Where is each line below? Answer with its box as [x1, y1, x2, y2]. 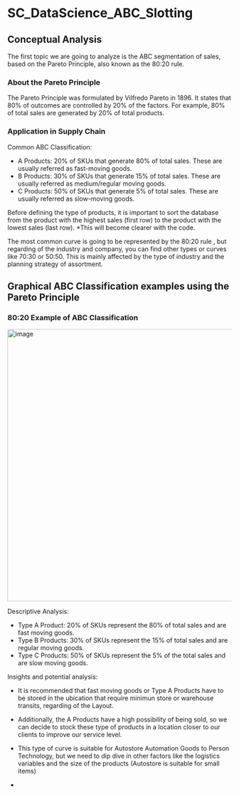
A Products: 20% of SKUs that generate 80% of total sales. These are [17, 157, 223, 165]
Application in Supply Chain [7, 127, 106, 137]
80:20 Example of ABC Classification [7, 312, 139, 322]
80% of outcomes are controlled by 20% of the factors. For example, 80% [7, 101, 225, 110]
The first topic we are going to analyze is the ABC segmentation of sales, [7, 52, 221, 60]
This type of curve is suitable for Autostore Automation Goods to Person [17, 744, 230, 753]
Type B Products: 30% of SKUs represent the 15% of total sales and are [17, 636, 228, 645]
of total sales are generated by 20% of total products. [7, 109, 165, 117]
